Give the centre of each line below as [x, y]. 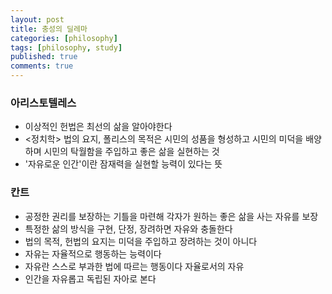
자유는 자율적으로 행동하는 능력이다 [93, 253]
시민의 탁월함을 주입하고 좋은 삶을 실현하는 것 [131, 152]
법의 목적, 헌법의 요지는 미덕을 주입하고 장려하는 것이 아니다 [141, 241]
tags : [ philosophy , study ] [66, 47]
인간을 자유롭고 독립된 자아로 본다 [90, 278]
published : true [44, 57]
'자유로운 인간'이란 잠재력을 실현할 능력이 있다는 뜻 [123, 164]
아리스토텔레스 [43, 103]
